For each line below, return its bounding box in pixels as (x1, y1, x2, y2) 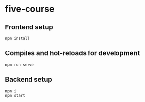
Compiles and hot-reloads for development (5, 49, 140, 57)
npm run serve (5, 62, 34, 67)
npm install (5, 36, 29, 41)
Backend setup (5, 76, 53, 84)
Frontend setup (5, 23, 53, 31)
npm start (5, 93, 26, 98)
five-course (5, 3, 55, 15)
